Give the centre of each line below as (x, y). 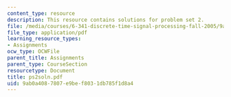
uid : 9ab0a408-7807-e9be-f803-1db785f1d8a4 (70, 83)
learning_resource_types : (44, 39)
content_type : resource (41, 13)
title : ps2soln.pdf (35, 77)
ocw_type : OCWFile (33, 52)
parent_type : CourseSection (47, 64)
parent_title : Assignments (46, 58)
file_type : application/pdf (47, 32)
